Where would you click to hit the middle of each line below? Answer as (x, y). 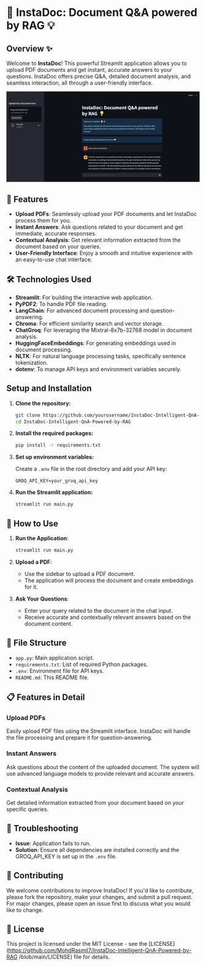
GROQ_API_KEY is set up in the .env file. (66, 856)
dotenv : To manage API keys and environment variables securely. (98, 369)
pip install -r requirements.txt (58, 445)
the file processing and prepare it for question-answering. (79, 738)
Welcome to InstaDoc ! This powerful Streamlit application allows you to (97, 63)
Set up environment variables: (55, 457)
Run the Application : (42, 538)
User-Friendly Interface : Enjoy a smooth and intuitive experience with (104, 253)
